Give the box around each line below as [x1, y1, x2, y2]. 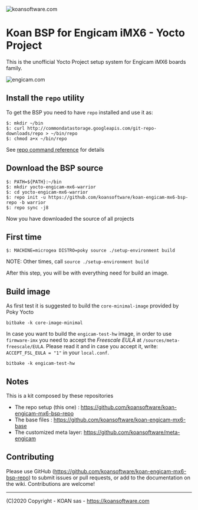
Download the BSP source [6, 163, 104, 174]
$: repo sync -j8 [6, 204, 49, 211]
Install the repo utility [6, 93, 84, 103]
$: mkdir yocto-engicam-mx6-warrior [6, 184, 96, 190]
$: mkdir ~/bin [6, 120, 44, 126]
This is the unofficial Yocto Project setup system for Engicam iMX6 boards [6, 58, 186, 65]
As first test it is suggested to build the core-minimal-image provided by [6, 302, 179, 309]
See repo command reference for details [6, 146, 105, 153]
